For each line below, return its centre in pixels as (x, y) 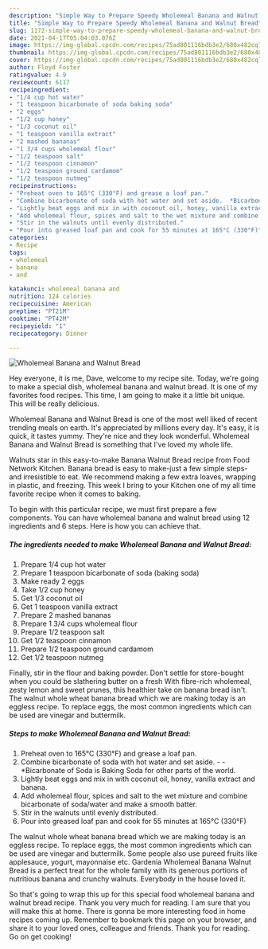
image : (20, 45)
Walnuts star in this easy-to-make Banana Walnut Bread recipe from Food (129, 460)
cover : (20, 61)
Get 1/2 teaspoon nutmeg (62, 658)
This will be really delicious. (54, 404)
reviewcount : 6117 (39, 82)
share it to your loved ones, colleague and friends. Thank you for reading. (129, 928)
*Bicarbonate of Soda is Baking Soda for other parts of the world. (128, 771)
